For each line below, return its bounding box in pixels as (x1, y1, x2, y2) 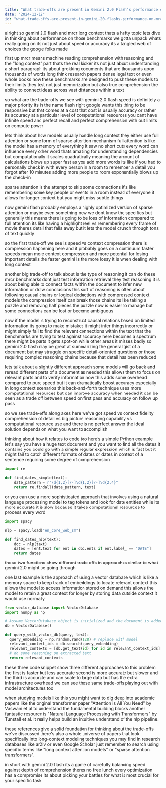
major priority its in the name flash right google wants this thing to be (5, 102, 146, 108)
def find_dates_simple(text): (5, 475, 68, 481)
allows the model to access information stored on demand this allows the (5, 585, 154, 591)
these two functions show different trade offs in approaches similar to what (5, 560, 158, 565)
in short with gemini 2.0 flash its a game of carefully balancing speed (5, 761, 146, 767)
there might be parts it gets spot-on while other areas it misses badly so (5, 338, 152, 344)
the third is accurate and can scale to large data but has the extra (5, 675, 138, 680)
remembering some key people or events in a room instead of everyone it (5, 189, 155, 196)
